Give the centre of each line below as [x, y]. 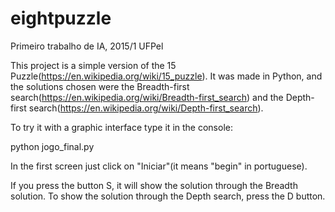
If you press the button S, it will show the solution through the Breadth [154, 185]
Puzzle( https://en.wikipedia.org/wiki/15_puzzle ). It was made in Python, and [166, 76]
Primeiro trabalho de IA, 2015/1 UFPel [87, 46]
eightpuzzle [61, 18]
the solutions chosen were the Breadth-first [100, 86]
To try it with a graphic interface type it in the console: [121, 127]
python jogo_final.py [52, 146]
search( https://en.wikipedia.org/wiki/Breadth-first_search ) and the [147, 97]
